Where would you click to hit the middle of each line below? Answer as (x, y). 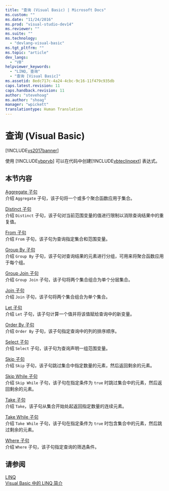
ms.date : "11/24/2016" (29, 19)
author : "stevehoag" (27, 95)
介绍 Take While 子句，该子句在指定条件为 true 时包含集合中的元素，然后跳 (84, 423)
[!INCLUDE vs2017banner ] (32, 150)
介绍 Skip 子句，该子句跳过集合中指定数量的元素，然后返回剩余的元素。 (80, 365)
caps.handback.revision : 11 (35, 90)
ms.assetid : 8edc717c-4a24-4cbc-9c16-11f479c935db (60, 81)
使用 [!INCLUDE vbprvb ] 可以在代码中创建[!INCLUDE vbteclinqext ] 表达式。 (83, 161)
